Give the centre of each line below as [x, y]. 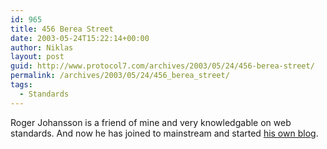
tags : [21, 85]
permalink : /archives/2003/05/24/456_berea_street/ [120, 76]
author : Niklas [42, 47]
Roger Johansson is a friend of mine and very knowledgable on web [151, 122]
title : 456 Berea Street [62, 29]
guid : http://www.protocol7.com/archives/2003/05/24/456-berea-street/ [162, 66]
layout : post [37, 57]
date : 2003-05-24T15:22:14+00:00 [80, 38]
